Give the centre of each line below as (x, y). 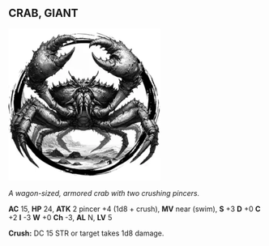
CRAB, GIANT (43, 13)
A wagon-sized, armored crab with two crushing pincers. (104, 193)
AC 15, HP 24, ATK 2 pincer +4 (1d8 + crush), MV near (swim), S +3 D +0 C (134, 209)
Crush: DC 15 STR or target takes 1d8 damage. (86, 233)
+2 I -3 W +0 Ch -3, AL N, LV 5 (60, 217)
